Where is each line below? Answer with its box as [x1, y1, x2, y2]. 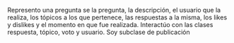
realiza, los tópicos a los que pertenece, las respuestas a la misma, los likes [7, 13, 228, 21]
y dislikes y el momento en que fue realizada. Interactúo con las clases [7, 21, 213, 28]
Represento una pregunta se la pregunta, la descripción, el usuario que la [7, 6, 221, 14]
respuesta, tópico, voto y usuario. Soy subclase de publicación [7, 28, 190, 36]
